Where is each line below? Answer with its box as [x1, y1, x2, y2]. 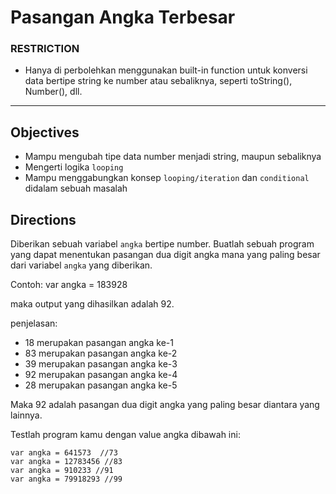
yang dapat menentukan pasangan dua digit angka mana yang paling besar [10, 249, 321, 261]
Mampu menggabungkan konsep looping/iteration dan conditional [24, 172, 310, 184]
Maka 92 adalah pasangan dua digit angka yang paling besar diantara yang [10, 399, 320, 411]
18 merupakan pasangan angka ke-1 [24, 337, 175, 349]
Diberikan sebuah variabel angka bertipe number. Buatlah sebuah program [10, 238, 315, 250]
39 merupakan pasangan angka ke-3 [24, 358, 178, 370]
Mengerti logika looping [24, 161, 124, 173]
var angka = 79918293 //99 [10, 474, 123, 485]
